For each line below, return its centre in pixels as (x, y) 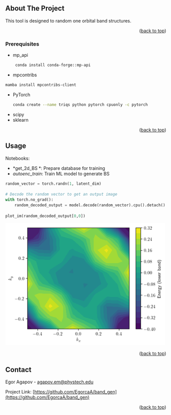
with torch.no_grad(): (29, 200)
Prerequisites (22, 44)
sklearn (21, 120)
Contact (18, 370)
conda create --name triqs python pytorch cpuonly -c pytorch (80, 104)
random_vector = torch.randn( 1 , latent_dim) (53, 184)
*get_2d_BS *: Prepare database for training (59, 168)
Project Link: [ (20, 392)
